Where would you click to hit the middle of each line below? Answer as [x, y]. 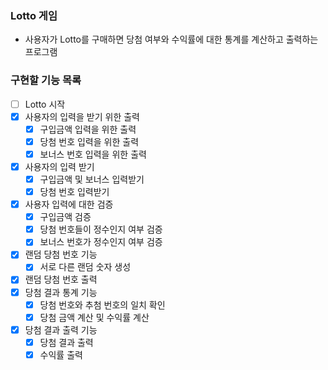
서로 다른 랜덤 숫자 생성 [85, 267]
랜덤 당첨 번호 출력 [61, 279]
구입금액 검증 [65, 217]
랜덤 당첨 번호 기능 [61, 254]
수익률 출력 [61, 354]
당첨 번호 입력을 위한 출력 [89, 141]
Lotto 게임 [34, 15]
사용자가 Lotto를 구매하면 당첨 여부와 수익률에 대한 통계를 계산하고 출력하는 [171, 39]
